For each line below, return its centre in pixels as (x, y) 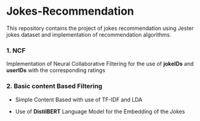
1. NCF (16, 50)
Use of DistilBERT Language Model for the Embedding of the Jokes (100, 111)
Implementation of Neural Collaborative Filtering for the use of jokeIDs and (100, 64)
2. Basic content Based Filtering (54, 86)
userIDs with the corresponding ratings (56, 70)
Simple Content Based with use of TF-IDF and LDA (79, 100)
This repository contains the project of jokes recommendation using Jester (100, 28)
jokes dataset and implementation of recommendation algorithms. (89, 34)
